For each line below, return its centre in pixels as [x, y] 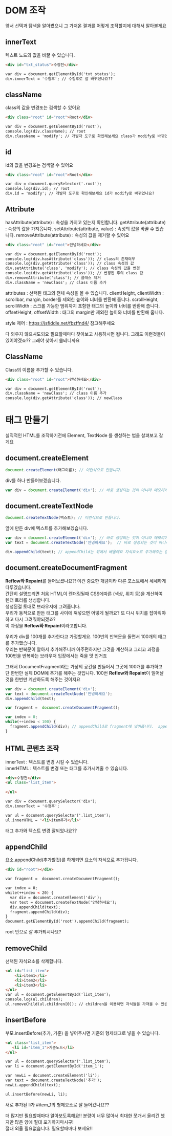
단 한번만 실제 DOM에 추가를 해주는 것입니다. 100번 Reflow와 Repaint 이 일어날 [84, 673]
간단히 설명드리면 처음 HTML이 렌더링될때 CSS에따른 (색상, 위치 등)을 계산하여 [84, 594]
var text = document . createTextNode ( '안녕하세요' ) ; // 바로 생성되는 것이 [81, 543]
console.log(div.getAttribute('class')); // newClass [64, 398]
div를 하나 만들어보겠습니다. [33, 480]
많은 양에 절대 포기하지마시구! [44, 1122]
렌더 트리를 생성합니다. [28, 600]
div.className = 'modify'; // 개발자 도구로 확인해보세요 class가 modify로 [80, 136]
